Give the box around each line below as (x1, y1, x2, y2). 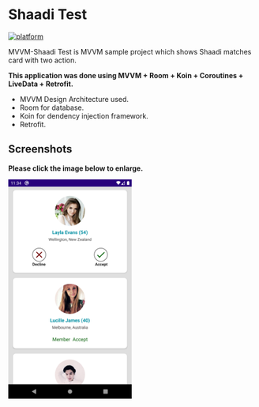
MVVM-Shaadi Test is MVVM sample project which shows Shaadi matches (8, 47, 252, 56)
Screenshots (8, 142, 73, 156)
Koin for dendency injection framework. (19, 111, 148, 120)
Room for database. (19, 103, 84, 112)
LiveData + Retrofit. (8, 79, 73, 89)
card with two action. (8, 55, 77, 65)
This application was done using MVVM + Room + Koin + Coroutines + (8, 70, 243, 80)
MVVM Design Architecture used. (19, 94, 129, 104)
